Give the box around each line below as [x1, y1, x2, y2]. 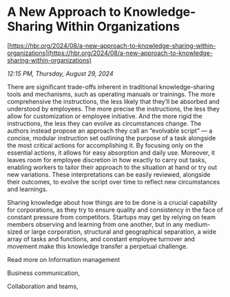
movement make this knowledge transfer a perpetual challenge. [7, 242, 188, 250]
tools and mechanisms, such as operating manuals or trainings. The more [7, 90, 216, 98]
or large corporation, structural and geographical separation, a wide [23, 228, 217, 236]
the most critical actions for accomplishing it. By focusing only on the [7, 141, 204, 149]
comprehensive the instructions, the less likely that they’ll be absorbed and [7, 97, 220, 105]
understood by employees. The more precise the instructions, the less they [7, 104, 220, 113]
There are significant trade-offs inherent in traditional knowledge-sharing [7, 82, 215, 91]
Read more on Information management [7, 255, 121, 263]
